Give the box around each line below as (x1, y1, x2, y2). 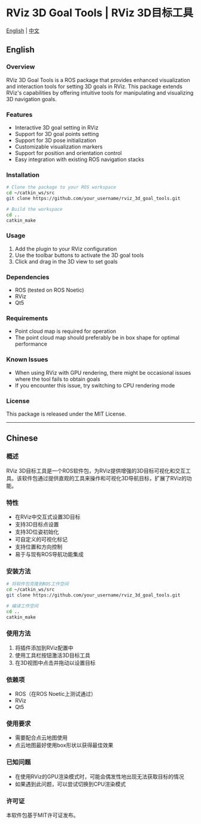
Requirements (6, 314, 48, 322)
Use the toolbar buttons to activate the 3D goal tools (14, 252, 144, 259)
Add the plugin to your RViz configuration (14, 245, 117, 252)
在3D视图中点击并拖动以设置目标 (14, 659, 96, 666)
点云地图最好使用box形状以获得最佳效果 (14, 741, 114, 749)
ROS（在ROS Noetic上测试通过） (14, 690, 97, 698)
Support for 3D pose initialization (14, 137, 97, 144)
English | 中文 (6, 27, 40, 34)
